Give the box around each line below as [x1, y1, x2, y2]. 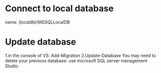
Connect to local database [5, 3, 114, 14]
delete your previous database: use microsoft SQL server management [5, 57, 147, 64]
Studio [5, 63, 19, 69]
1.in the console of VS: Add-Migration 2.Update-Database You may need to [5, 52, 156, 58]
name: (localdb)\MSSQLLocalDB [5, 19, 70, 25]
